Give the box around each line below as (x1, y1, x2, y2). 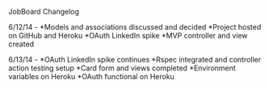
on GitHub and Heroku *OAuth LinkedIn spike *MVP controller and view (8, 31, 248, 40)
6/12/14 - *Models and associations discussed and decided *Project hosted (8, 22, 262, 31)
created (8, 39, 35, 49)
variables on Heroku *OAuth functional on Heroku (8, 72, 175, 81)
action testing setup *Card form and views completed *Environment (8, 63, 236, 73)
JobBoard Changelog (8, 7, 79, 16)
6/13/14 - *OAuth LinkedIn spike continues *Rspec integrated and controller (8, 55, 262, 64)
